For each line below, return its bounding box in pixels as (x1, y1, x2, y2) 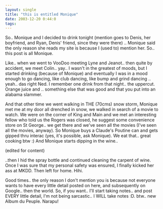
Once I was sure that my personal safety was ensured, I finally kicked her (5, 162, 154, 168)
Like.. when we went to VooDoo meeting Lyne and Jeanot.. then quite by (5, 60, 153, 66)
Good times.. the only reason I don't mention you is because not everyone (5, 177, 156, 183)
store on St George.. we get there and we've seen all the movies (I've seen (5, 122, 157, 128)
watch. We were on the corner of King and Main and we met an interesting (5, 112, 157, 118)
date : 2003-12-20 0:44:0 (5, 16, 56, 21)
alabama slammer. (5, 92, 42, 98)
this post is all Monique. (5, 51, 53, 56)
